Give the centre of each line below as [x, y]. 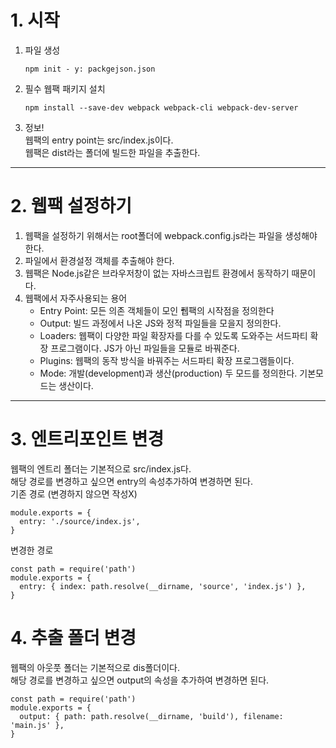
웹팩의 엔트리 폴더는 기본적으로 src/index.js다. [101, 468]
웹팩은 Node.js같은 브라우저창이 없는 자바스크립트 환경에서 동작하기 [157, 273]
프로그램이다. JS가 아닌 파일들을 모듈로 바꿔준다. [145, 348]
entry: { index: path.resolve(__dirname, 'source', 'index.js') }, [163, 586]
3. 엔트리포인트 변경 [87, 439]
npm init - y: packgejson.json [90, 69]
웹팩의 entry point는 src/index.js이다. [99, 140]
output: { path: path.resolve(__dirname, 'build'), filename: [151, 716]
